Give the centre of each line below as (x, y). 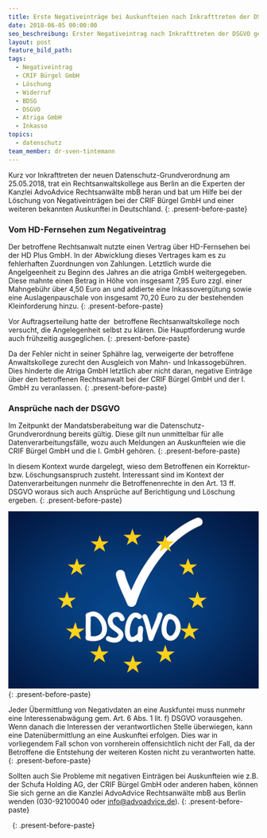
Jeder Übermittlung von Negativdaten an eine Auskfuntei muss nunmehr (127, 710)
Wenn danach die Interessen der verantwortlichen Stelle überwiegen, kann (130, 727)
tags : (17, 59)
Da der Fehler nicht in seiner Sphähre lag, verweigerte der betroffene (121, 354)
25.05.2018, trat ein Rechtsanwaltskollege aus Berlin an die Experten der (127, 183)
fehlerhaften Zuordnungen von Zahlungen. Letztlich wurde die (110, 264)
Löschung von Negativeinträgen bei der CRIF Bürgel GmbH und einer (121, 200)
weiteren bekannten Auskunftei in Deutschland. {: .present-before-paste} (128, 209)
